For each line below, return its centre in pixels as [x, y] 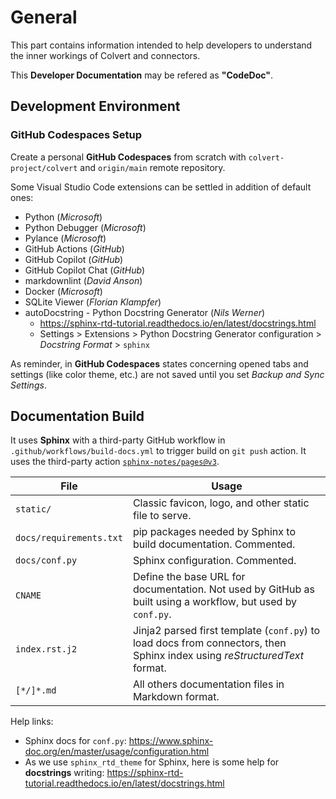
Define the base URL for [189, 577]
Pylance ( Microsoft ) [65, 238]
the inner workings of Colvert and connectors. [105, 55]
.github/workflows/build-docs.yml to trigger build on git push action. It [158, 451]
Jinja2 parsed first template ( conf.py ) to [226, 631]
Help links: [32, 722]
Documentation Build [77, 416]
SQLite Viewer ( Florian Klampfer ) [93, 302]
